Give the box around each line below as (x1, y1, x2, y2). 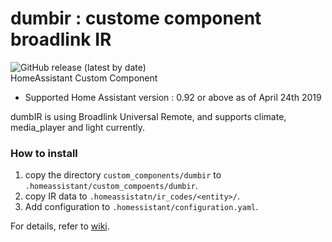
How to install (10, 146, 78, 160)
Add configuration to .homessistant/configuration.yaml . (24, 201, 259, 213)
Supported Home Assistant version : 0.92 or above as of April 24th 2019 (24, 91, 322, 103)
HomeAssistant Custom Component (10, 72, 158, 84)
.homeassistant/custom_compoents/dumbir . (24, 180, 198, 192)
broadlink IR (10, 28, 112, 51)
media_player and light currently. (10, 121, 146, 133)
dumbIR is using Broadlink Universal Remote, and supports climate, (10, 110, 287, 122)
